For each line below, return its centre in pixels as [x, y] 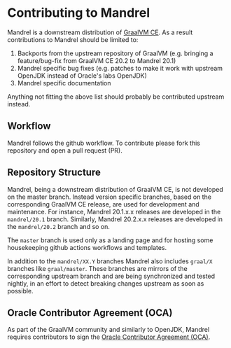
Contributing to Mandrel [79, 13]
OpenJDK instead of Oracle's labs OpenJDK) [82, 76]
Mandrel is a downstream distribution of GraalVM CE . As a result [100, 32]
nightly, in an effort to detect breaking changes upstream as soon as [106, 283]
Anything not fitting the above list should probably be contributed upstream [116, 97]
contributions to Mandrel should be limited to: [73, 39]
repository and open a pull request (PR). [65, 150]
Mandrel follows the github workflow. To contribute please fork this [104, 143]
